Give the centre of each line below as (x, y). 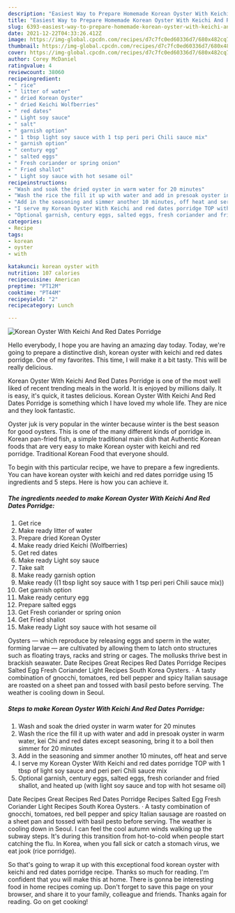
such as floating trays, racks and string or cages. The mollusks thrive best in (117, 656)
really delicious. (30, 367)
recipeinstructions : (38, 182)
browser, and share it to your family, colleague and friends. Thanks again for (117, 894)
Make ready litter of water (55, 531)
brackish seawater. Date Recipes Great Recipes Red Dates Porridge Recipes (117, 663)
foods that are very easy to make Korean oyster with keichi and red (104, 446)
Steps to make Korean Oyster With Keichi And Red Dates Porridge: (106, 708)
